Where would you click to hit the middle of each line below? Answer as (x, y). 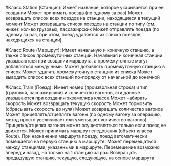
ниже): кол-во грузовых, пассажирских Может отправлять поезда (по (82, 29)
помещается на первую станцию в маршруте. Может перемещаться (81, 141)
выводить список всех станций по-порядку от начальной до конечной (83, 77)
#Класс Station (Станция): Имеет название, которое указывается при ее (84, 7)
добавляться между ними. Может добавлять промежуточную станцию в (85, 66)
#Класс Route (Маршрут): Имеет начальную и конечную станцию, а (80, 50)
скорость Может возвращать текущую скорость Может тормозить (79, 103)
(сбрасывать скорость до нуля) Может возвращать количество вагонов (84, 109)
